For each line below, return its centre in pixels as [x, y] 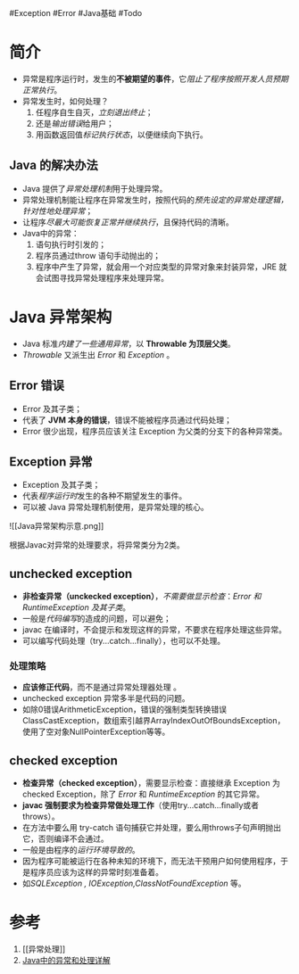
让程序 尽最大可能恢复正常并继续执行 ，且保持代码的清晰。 [128, 222]
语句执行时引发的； [71, 244]
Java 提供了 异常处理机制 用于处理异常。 [95, 188]
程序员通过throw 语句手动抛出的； [98, 255]
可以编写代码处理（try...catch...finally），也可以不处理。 [124, 641]
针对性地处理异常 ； [58, 210]
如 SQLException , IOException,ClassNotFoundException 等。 [134, 883]
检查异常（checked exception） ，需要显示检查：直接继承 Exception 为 [151, 783]
